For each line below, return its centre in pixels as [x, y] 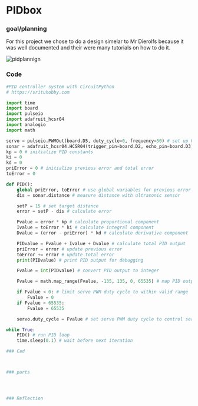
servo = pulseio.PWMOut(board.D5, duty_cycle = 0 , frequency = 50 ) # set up [97, 141]
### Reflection [25, 398]
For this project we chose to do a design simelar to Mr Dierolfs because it [95, 41]
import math [21, 130]
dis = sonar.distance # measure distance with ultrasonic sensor [99, 195]
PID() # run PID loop [43, 335]
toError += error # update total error [66, 255]
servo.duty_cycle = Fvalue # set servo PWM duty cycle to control [100, 319]
